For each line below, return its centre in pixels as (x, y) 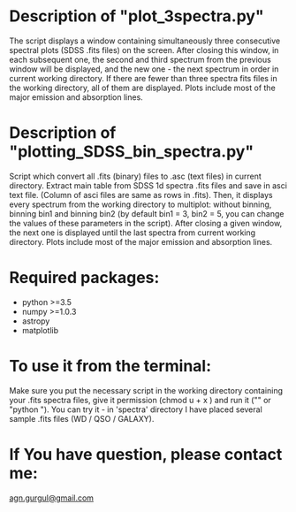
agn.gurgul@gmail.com (52, 498)
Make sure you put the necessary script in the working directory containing (146, 390)
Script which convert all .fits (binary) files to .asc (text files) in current (136, 176)
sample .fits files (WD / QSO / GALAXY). (82, 418)
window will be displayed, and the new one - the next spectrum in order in (144, 69)
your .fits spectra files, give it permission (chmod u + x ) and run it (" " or (140, 400)
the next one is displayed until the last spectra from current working (133, 233)
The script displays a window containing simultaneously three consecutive (145, 41)
